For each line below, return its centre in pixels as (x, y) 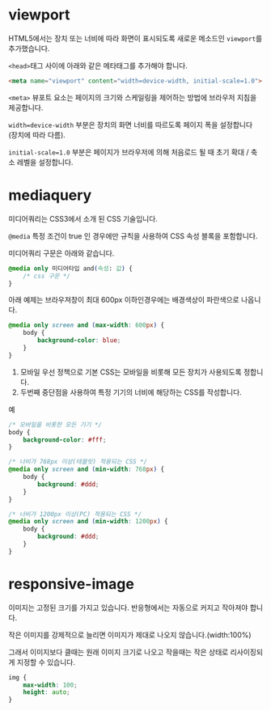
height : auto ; (47, 692)
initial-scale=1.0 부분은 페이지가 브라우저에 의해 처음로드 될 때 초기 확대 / (129, 152)
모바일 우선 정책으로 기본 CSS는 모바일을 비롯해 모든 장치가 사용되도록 (131, 372)
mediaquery (50, 195)
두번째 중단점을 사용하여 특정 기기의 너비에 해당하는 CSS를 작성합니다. (131, 392)
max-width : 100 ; (51, 685)
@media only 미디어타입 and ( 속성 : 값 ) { (71, 269)
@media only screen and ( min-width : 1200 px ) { (88, 522)
